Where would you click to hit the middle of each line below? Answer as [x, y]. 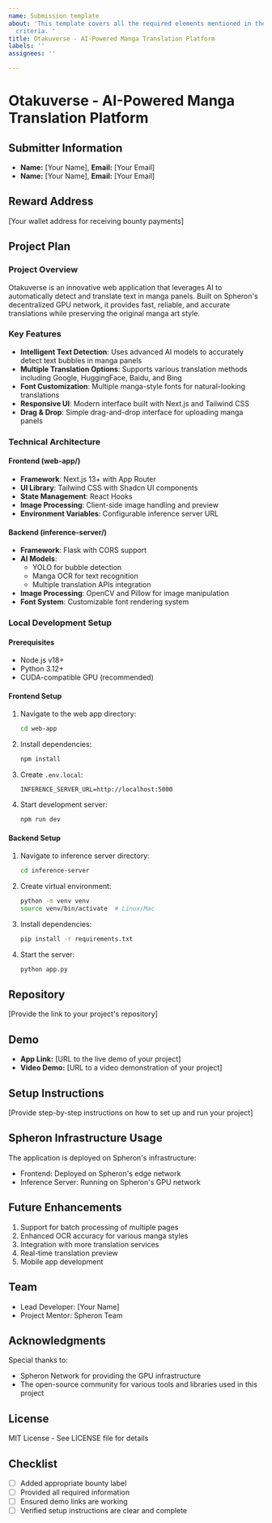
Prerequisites [32, 642]
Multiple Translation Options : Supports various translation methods [134, 369]
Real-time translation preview [69, 1253]
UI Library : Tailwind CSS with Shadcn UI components [109, 487]
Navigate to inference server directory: [85, 856]
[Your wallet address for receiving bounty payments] [96, 221]
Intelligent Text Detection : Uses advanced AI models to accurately [132, 352]
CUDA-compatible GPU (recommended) [87, 677]
